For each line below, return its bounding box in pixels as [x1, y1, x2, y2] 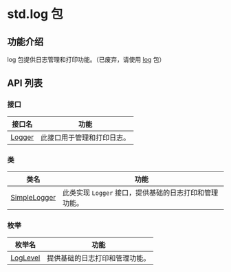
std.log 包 [7, 6, 63, 22]
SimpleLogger [10, 192, 56, 202]
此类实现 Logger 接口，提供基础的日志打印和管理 [62, 187, 219, 197]
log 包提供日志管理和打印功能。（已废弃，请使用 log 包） [7, 56, 166, 63]
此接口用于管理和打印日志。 [40, 132, 131, 142]
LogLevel [10, 253, 41, 262]
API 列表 [7, 77, 43, 90]
